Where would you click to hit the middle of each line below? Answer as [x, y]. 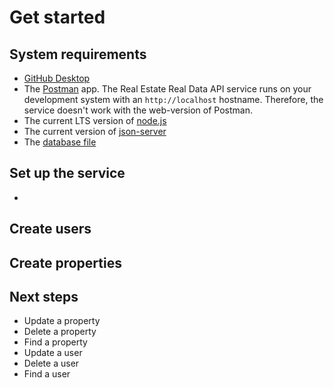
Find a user [47, 374]
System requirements [78, 54]
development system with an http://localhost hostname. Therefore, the [173, 99]
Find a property [55, 342]
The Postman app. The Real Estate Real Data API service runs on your [167, 89]
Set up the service [67, 173]
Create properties [65, 262]
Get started [57, 17]
